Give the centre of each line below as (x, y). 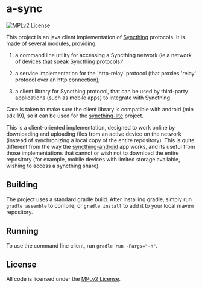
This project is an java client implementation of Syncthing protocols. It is (96, 37)
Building (22, 185)
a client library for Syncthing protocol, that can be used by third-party (101, 91)
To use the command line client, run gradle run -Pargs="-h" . (82, 245)
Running (23, 231)
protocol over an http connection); (58, 80)
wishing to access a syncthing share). (53, 166)
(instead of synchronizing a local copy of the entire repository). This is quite (100, 140)
